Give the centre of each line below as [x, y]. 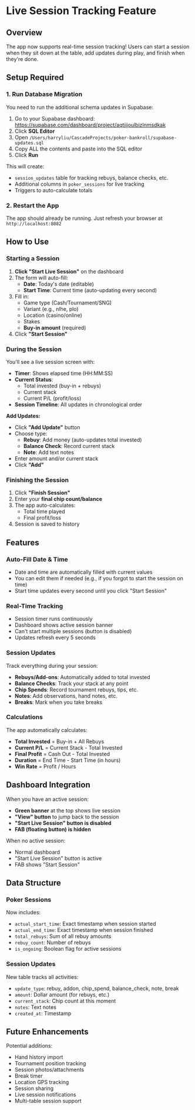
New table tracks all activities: [42, 977]
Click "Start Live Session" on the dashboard [69, 271]
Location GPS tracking [42, 1082]
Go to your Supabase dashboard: [55, 118]
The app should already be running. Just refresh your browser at [84, 218]
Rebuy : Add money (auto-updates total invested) [83, 440]
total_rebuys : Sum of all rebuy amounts [63, 937]
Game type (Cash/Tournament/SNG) [68, 302]
